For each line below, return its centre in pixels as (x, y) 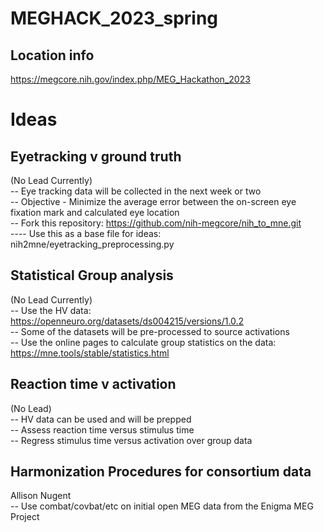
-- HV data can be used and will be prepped (101, 419)
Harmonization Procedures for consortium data (161, 472)
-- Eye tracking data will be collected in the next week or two (136, 191)
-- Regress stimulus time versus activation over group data (131, 440)
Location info (52, 55)
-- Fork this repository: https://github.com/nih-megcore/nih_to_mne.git (156, 223)
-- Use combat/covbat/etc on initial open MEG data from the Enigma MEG (162, 506)
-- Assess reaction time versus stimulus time (102, 429)
